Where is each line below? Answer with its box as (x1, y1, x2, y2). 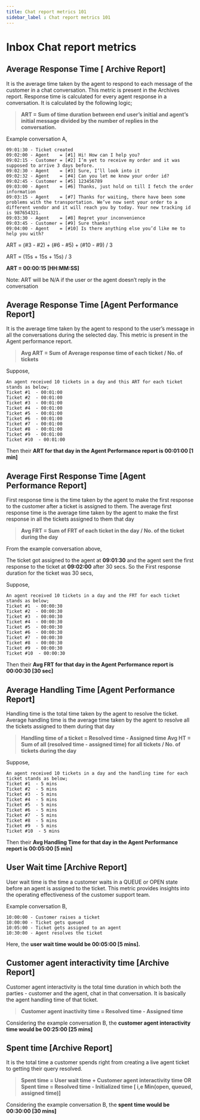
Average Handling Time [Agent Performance (6, 684, 175, 695)
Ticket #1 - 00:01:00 (6, 389, 63, 396)
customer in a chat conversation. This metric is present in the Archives (6, 86, 180, 94)
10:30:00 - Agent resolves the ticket (6, 930, 103, 936)
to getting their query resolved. (6, 1065, 82, 1073)
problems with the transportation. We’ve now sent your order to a (6, 199, 178, 205)
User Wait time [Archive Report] (6, 862, 127, 873)
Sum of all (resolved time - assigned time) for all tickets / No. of (20, 740, 181, 747)
